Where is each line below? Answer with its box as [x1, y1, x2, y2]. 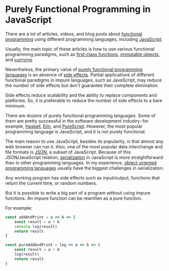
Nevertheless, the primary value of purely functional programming [5, 66, 143, 72]
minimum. [5, 103, 26, 109]
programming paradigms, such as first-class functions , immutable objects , [5, 51, 160, 57]
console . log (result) [14, 224, 58, 229]
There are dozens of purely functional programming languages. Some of [5, 112, 156, 119]
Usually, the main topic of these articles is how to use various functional [5, 46, 155, 52]
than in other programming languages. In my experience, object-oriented [5, 159, 157, 165]
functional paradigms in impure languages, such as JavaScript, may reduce [5, 77, 162, 83]
